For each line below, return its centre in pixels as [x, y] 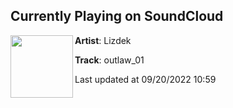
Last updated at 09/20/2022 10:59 [145, 79]
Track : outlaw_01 [109, 60]
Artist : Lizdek [103, 40]
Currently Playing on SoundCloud [117, 16]
